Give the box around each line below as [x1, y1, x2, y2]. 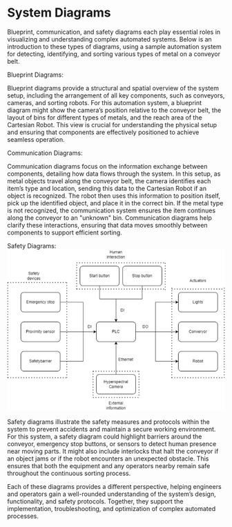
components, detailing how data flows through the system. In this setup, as [7, 169, 221, 178]
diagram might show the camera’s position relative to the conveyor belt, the [7, 106, 222, 114]
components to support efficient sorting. [7, 228, 122, 237]
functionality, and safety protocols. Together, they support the [7, 497, 184, 506]
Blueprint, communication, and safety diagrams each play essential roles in [7, 28, 221, 36]
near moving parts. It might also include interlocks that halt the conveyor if [7, 447, 219, 456]
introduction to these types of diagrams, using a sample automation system [7, 42, 222, 50]
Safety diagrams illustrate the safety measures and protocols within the [7, 418, 211, 426]
